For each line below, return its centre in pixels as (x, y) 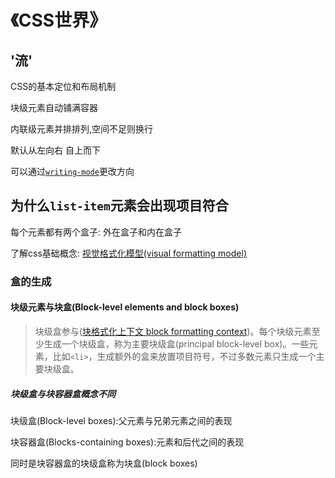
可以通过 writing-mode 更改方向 (72, 171)
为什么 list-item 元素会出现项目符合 (119, 206)
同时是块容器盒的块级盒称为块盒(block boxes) (104, 463)
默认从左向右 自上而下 (55, 150)
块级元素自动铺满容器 (54, 107)
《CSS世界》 (59, 20)
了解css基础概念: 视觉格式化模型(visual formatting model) (128, 253)
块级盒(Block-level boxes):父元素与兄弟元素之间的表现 (121, 420)
